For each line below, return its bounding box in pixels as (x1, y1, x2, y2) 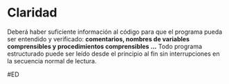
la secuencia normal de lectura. (7, 56, 97, 65)
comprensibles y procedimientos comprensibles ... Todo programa (7, 42, 203, 50)
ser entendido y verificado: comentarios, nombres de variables (7, 34, 190, 43)
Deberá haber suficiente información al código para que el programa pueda (7, 28, 223, 36)
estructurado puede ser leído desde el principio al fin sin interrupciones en (7, 50, 220, 58)
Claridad (7, 5, 57, 21)
